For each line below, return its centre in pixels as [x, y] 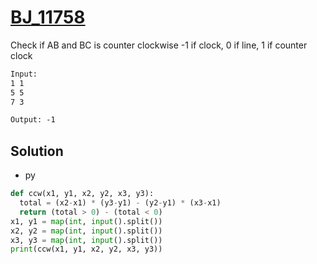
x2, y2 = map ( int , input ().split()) [86, 231]
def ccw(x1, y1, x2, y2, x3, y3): [82, 194]
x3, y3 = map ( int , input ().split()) [86, 240]
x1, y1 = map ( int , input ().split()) [86, 221]
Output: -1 [33, 120]
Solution [37, 151]
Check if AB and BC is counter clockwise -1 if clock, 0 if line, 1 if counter [159, 45]
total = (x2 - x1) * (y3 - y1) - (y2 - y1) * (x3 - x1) [120, 203]
